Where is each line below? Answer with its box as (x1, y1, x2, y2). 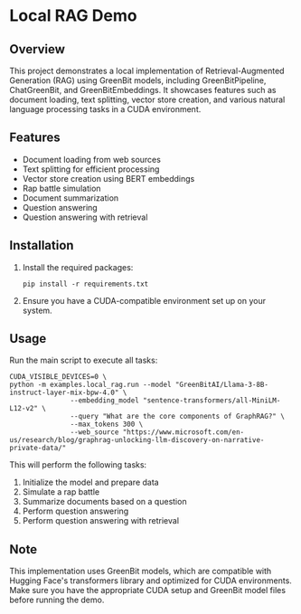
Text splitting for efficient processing (22, 164, 160, 175)
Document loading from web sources (22, 154, 161, 165)
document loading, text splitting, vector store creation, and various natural (9, 94, 286, 105)
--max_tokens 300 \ (70, 420, 144, 430)
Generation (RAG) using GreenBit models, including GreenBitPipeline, (9, 75, 267, 86)
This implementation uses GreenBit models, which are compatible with (9, 566, 272, 577)
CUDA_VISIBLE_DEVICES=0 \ (9, 373, 107, 382)
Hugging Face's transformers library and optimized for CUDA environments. (9, 575, 292, 586)
